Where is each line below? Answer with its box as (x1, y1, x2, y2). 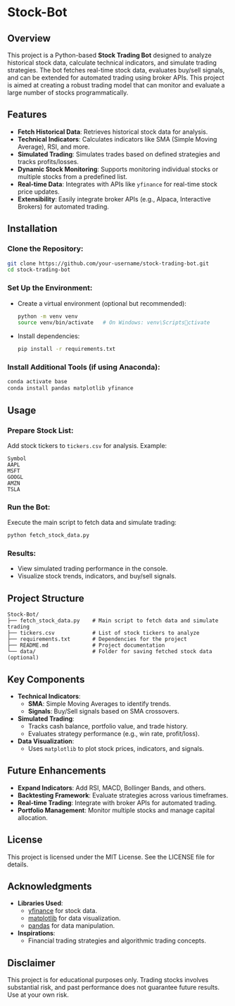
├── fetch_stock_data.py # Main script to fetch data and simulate (7, 617, 219, 624)
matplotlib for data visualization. (27, 914, 121, 923)
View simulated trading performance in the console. (17, 564, 168, 573)
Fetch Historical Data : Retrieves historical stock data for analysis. (17, 128, 208, 136)
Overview (7, 32, 51, 44)
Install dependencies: (17, 332, 80, 340)
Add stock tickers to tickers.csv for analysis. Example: (7, 441, 167, 449)
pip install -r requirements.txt (17, 346, 116, 353)
